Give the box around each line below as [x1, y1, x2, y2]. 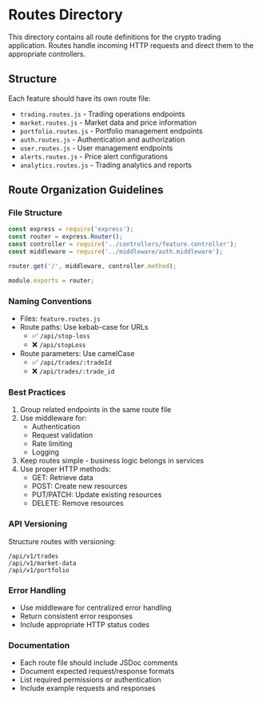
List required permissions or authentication [19, 675, 161, 685]
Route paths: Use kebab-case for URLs [19, 322, 149, 331]
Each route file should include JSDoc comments [19, 658, 178, 667]
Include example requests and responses [19, 683, 156, 693]
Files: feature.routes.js [19, 314, 101, 323]
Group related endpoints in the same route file [19, 405, 172, 415]
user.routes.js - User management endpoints [19, 142, 173, 153]
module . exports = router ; [8, 276, 94, 285]
